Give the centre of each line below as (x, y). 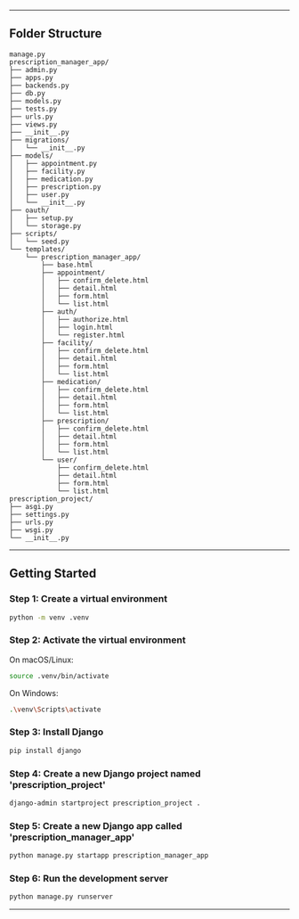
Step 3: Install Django (57, 732)
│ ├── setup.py (41, 218)
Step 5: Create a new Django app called (96, 825)
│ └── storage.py (45, 226)
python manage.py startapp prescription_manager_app (109, 856)
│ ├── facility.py (48, 171)
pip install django (45, 751)
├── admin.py (33, 70)
